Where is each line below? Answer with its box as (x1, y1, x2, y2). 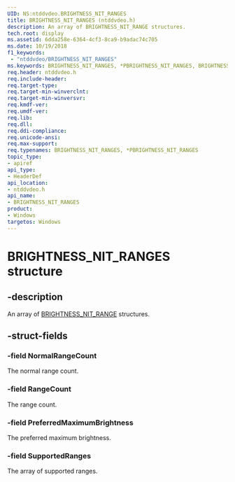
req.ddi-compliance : (7, 127, 68, 134)
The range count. (7, 400, 57, 409)
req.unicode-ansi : (7, 134, 61, 141)
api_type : (7, 166, 36, 173)
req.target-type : (7, 82, 58, 89)
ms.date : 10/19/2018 (7, 43, 68, 50)
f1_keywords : (7, 50, 45, 57)
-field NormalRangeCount (7, 350, 97, 360)
